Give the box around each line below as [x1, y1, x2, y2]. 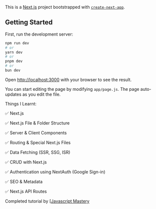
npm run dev [5, 41, 29, 45]
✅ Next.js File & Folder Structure [5, 120, 70, 126]
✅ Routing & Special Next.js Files [5, 139, 71, 146]
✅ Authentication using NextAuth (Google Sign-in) [5, 168, 105, 175]
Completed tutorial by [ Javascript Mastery [5, 198, 90, 204]
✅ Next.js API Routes [5, 188, 47, 194]
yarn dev [5, 50, 23, 55]
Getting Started [5, 18, 53, 26]
